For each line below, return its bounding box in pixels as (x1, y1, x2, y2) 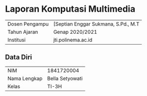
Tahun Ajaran (7, 28, 38, 35)
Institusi (7, 36, 26, 43)
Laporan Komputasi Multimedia (5, 3, 136, 15)
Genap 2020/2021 (53, 28, 98, 35)
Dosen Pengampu (7, 21, 49, 27)
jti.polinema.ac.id (53, 36, 93, 43)
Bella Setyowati (47, 75, 83, 82)
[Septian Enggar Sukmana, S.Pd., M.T (53, 21, 140, 27)
